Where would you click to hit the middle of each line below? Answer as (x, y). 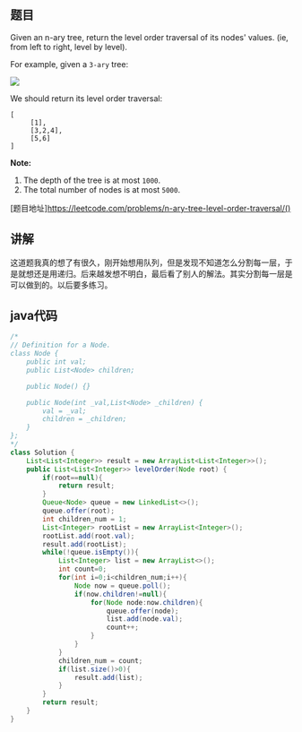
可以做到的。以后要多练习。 (61, 285)
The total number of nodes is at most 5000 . (102, 189)
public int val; (57, 362)
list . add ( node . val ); (144, 619)
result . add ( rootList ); (85, 544)
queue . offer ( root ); (79, 511)
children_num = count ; (100, 660)
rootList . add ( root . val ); (89, 536)
